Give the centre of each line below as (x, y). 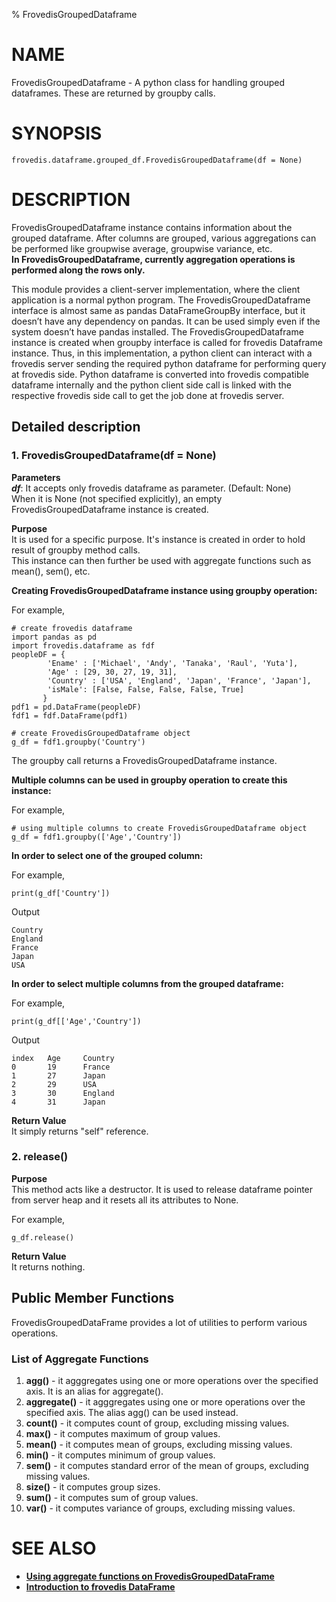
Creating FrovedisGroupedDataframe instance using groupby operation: (164, 590)
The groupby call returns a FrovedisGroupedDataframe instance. (144, 760)
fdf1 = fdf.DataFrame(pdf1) (70, 715)
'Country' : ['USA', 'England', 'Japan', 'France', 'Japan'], (179, 680)
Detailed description (76, 427)
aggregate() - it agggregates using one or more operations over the (165, 1401)
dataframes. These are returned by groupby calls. (113, 93)
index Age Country (63, 1058)
